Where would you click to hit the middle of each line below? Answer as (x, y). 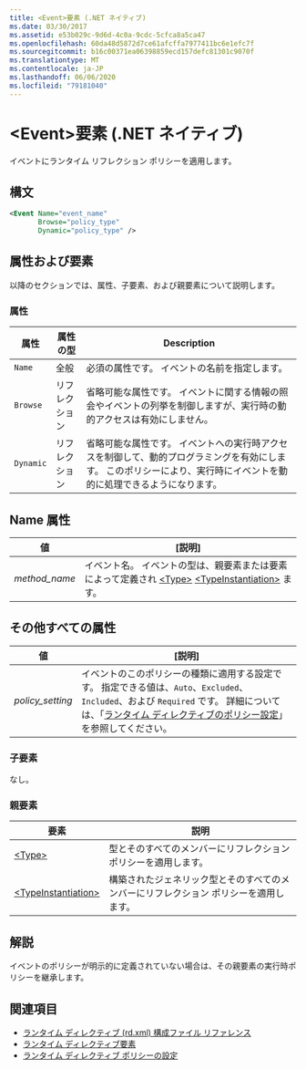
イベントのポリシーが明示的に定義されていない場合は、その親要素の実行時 (149, 966)
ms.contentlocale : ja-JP (56, 69)
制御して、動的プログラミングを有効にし (191, 457)
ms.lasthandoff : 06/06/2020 (63, 78)
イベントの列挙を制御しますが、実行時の (191, 406)
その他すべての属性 (63, 628)
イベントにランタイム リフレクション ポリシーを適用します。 (123, 161)
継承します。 (65, 978)
